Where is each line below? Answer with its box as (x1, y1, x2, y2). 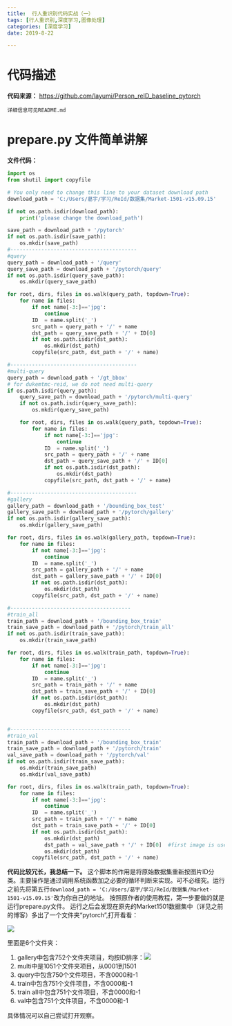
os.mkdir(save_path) (19, 240, 79, 247)
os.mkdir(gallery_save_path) (19, 522, 104, 529)
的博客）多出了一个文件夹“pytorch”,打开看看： (7, 911, 139, 919)
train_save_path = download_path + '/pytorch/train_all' (7, 624, 175, 631)
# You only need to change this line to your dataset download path (7, 188, 209, 196)
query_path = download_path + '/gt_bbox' (7, 374, 128, 381)
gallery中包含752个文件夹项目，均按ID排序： (17, 953, 145, 962)
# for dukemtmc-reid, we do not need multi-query (7, 380, 153, 388)
